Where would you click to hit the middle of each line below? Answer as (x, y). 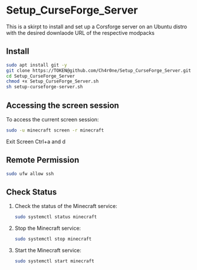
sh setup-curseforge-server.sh (45, 87)
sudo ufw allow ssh (30, 174)
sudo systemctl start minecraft (54, 261)
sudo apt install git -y (37, 65)
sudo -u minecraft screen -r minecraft (55, 130)
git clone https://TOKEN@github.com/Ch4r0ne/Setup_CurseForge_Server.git (99, 70)
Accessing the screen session (63, 105)
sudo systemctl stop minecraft (53, 239)
